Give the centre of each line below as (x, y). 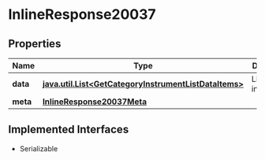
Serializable (39, 148)
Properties (35, 44)
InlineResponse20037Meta (95, 102)
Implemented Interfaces (69, 130)
